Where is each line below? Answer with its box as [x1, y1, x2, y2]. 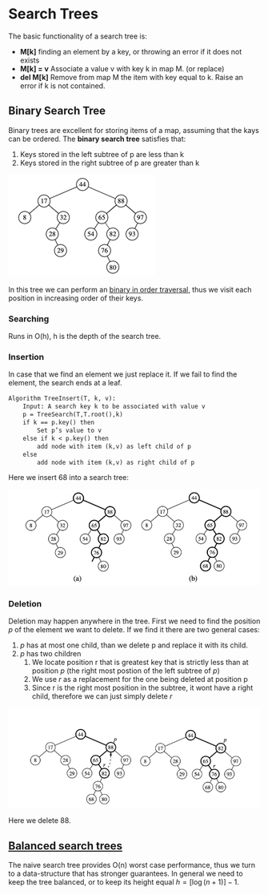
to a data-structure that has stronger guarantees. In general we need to [8, 869, 243, 878]
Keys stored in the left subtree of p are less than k [19, 149, 185, 159]
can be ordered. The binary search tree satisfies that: [8, 134, 186, 143]
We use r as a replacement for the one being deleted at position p [31, 675, 248, 684]
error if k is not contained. [19, 81, 106, 91]
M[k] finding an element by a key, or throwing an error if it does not [19, 46, 242, 56]
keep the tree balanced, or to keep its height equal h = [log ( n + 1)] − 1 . [8, 877, 240, 887]
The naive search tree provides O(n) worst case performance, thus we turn [8, 861, 256, 870]
